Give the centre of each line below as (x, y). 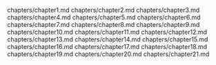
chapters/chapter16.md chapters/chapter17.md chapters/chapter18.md (107, 47)
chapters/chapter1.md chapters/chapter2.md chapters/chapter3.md (104, 10)
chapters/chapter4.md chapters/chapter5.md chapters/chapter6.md (104, 17)
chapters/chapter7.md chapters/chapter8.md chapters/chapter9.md (104, 25)
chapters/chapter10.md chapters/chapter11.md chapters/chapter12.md (107, 32)
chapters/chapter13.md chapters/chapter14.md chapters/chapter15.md (108, 39)
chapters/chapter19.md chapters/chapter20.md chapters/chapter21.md (108, 54)
